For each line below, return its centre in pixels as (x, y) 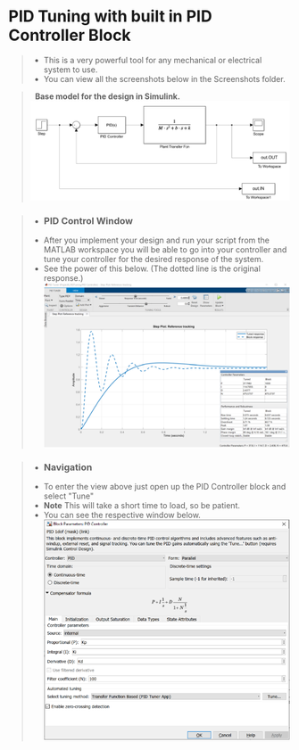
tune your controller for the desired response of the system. (154, 260)
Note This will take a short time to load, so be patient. (141, 506)
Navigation (68, 467)
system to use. (71, 70)
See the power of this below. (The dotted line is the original (152, 268)
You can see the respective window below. (122, 515)
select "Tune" (69, 496)
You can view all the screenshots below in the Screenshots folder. (165, 78)
